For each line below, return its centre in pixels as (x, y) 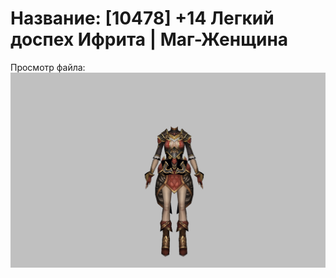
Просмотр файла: (48, 67)
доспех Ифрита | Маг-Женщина (149, 39)
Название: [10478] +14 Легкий (142, 18)
